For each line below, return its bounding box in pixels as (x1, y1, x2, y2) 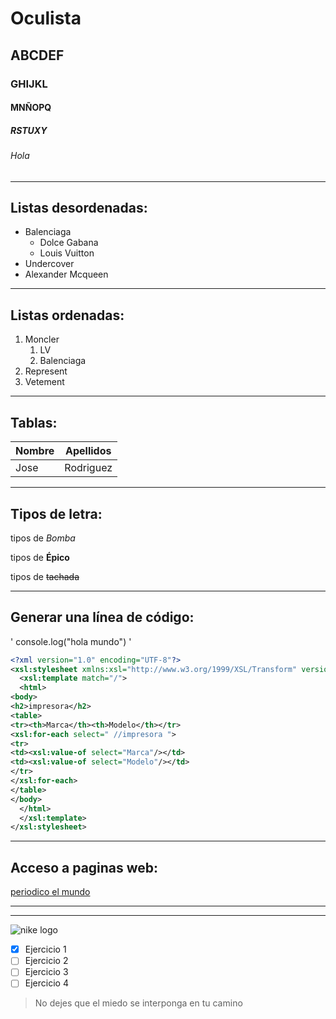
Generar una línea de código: (10, 609, 195, 626)
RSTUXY (10, 124, 48, 136)
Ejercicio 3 (24, 966, 69, 978)
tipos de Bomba (10, 532, 76, 544)
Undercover (24, 258, 75, 270)
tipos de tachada (10, 570, 80, 582)
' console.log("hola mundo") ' (10, 635, 132, 647)
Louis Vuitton (39, 247, 95, 259)
